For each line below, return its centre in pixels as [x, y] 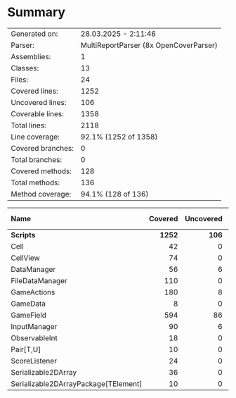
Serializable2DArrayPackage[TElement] [77, 383]
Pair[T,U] [26, 349]
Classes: [25, 68]
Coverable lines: [38, 113]
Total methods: [35, 182]
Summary [36, 12]
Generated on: [34, 34]
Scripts [23, 235]
